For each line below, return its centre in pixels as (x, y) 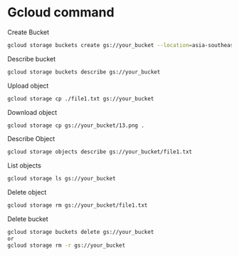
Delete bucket (28, 219)
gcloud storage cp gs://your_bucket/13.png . (76, 126)
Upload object (28, 86)
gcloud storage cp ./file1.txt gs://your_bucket (81, 98)
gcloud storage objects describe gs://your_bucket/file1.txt (100, 152)
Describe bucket (32, 58)
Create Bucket (28, 32)
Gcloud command (61, 12)
